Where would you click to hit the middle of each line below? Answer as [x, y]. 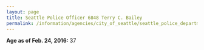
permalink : [20, 23]
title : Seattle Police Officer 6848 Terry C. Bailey [74, 18]
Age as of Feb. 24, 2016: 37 [41, 41]
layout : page [23, 12]
